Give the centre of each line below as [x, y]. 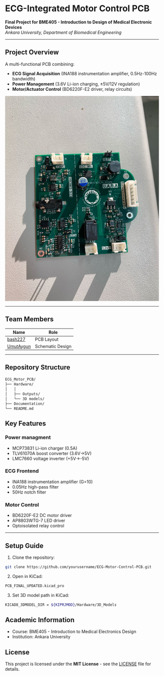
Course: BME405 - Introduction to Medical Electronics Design [74, 632]
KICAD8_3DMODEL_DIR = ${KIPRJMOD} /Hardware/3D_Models [61, 605]
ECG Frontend [22, 471]
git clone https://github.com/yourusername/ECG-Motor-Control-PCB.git [78, 567]
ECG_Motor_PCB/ [20, 379]
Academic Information [40, 620]
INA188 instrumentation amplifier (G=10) [52, 482]
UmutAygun [19, 346]
